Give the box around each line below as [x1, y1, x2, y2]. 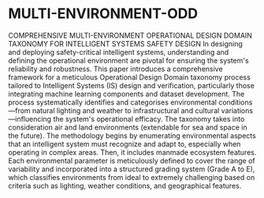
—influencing [8, 114, 52, 123]
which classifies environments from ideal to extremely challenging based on [8, 172, 255, 181]
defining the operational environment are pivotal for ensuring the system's [8, 56, 250, 65]
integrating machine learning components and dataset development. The [8, 89, 245, 98]
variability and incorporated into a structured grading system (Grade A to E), [8, 164, 255, 174]
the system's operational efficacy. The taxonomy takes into [53, 114, 245, 123]
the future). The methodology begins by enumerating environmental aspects [8, 130, 256, 140]
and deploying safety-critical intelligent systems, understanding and [8, 47, 229, 57]
